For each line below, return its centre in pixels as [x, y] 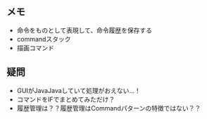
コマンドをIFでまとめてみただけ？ [66, 99]
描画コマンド [35, 48]
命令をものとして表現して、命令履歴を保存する [84, 30]
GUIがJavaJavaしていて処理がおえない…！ [79, 90]
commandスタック [44, 39]
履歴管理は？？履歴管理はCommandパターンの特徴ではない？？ [109, 108]
